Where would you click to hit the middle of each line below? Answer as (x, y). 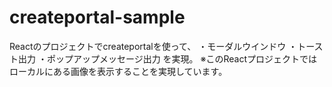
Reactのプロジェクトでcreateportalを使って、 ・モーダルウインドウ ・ (153, 46)
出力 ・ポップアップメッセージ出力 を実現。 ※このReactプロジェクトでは (167, 58)
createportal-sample (97, 17)
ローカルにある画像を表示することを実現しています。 (118, 71)
